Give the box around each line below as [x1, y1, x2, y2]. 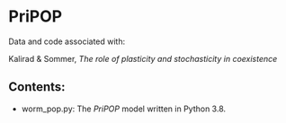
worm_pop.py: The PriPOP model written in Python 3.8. [21, 103, 227, 114]
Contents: [8, 79, 66, 95]
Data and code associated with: [8, 36, 126, 47]
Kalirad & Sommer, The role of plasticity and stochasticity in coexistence [8, 53, 278, 64]
